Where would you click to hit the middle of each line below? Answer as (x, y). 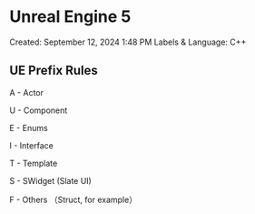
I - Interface (32, 145)
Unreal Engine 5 (70, 17)
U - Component (39, 110)
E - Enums (29, 127)
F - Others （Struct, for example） (74, 199)
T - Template (34, 163)
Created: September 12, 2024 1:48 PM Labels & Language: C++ (128, 42)
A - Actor (26, 92)
